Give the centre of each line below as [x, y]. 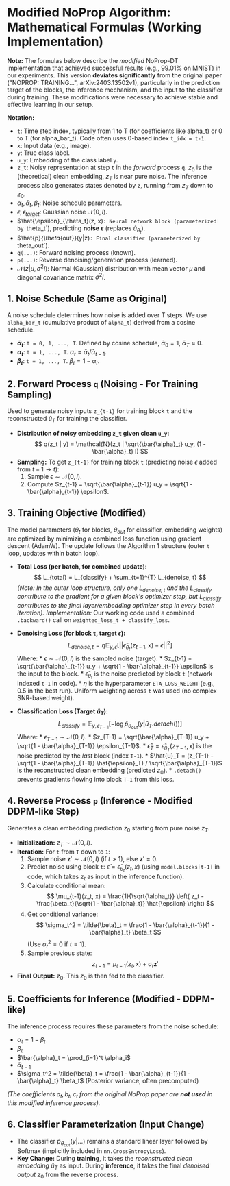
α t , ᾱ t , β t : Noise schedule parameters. [69, 203]
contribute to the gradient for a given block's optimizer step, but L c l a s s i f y [119, 597]
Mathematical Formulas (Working [104, 27]
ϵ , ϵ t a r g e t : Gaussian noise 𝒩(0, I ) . [62, 212]
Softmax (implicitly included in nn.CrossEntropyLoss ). [91, 1151]
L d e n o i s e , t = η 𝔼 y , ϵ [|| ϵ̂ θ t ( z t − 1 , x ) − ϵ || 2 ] [120, 646]
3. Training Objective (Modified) [77, 513]
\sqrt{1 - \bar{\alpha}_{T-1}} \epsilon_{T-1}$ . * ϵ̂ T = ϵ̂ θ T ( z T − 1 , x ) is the [114, 747]
